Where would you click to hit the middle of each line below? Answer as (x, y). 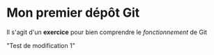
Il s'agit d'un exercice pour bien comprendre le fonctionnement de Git (107, 32)
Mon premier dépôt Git (73, 13)
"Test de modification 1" (41, 45)
